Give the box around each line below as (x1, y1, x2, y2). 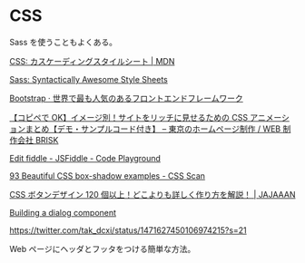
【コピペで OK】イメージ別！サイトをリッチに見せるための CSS (9, 112, 248, 122)
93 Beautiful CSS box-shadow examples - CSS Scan (9, 170, 206, 181)
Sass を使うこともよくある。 (9, 36, 118, 47)
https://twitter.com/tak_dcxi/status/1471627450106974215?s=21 (9, 224, 247, 236)
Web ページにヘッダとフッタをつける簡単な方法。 (9, 243, 196, 254)
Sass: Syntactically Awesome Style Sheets (9, 73, 168, 84)
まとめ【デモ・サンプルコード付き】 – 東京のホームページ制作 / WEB (25, 123, 281, 134)
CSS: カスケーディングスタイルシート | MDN (9, 55, 175, 66)
